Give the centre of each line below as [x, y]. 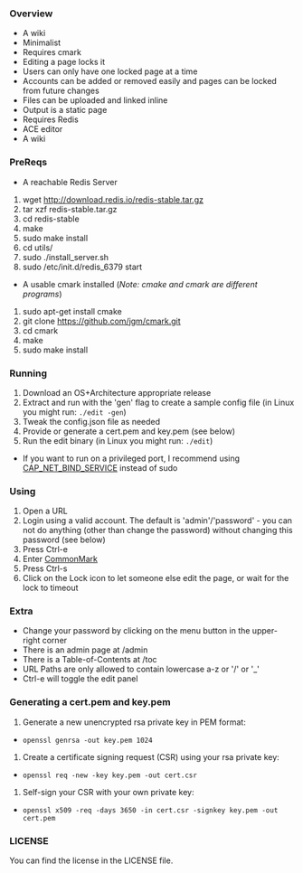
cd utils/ [38, 248]
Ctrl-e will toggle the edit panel [80, 679]
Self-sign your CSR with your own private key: [108, 792]
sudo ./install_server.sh [66, 257]
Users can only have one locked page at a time [110, 71]
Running [28, 373]
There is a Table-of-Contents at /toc [90, 660]
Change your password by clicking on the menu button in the [136, 631]
